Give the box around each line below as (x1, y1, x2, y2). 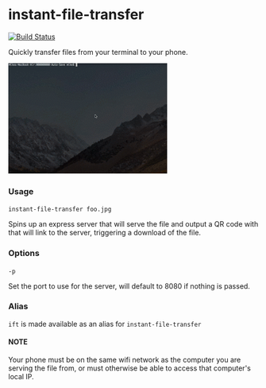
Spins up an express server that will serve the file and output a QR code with (8, 219, 259, 229)
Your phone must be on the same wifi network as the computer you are (8, 355, 241, 365)
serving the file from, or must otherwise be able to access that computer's (8, 363, 252, 373)
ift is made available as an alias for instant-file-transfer (8, 319, 202, 328)
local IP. (8, 372, 34, 382)
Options (8, 248, 40, 259)
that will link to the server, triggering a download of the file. (8, 228, 201, 238)
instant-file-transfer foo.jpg (8, 205, 112, 214)
